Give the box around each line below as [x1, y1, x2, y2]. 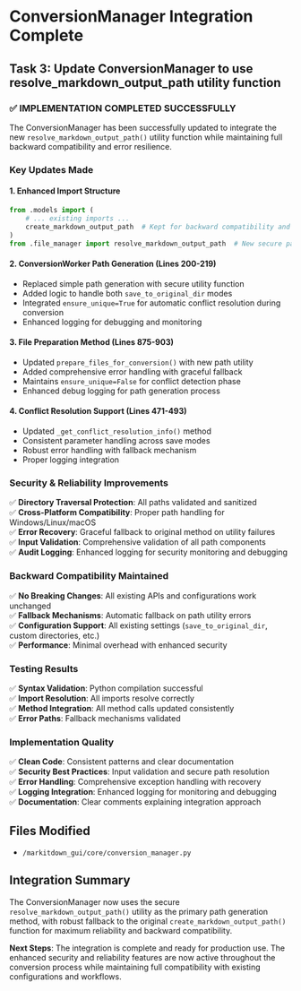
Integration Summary [9, 873, 131, 888]
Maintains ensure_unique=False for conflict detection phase [21, 375, 242, 386]
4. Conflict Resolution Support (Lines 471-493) [9, 406, 187, 417]
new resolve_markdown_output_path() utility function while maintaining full [9, 132, 283, 142]
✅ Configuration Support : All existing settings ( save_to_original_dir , [9, 620, 268, 631]
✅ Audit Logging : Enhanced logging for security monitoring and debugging [9, 547, 288, 557]
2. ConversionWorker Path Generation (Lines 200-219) [9, 258, 217, 269]
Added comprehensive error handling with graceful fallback [21, 366, 243, 377]
